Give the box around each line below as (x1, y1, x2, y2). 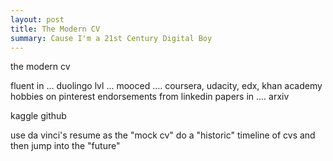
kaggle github (10, 110, 67, 122)
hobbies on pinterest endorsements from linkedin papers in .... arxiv (10, 91, 290, 103)
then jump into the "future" (10, 140, 121, 152)
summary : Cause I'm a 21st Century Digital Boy (10, 33, 213, 43)
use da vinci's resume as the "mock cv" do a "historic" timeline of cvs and (10, 129, 316, 141)
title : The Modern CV (10, 24, 101, 34)
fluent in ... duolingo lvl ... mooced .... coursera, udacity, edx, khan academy (10, 80, 323, 92)
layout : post (10, 14, 65, 25)
